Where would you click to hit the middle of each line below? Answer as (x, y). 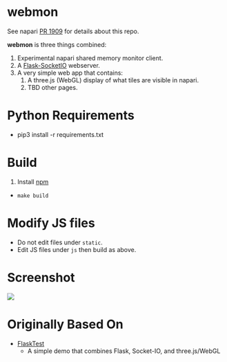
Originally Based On (66, 324)
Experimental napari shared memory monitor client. (90, 58)
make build (33, 196)
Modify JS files (51, 223)
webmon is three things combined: (57, 44)
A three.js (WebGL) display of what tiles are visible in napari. (113, 80)
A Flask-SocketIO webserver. (58, 65)
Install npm (33, 181)
